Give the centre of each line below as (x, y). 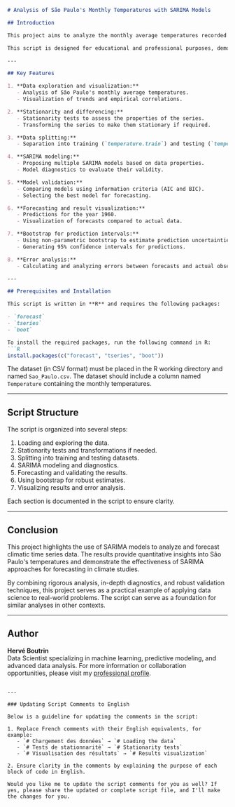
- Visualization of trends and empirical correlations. (100, 99)
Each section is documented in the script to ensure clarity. (91, 501)
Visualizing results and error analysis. (71, 488)
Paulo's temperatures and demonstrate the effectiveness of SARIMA (106, 562)
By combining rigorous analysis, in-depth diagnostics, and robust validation (116, 583)
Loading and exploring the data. (63, 443)
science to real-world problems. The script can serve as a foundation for (112, 598)
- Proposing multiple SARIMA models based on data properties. (111, 164)
